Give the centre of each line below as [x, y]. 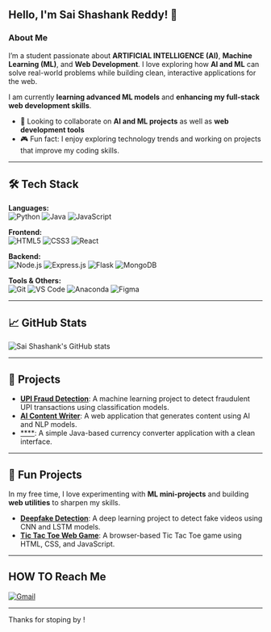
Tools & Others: [35, 280]
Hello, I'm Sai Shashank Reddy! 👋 [93, 15]
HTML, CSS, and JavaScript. [67, 544]
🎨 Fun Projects [45, 474]
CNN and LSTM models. [60, 526]
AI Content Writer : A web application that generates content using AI [135, 416]
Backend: [25, 256]
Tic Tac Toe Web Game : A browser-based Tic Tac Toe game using [131, 535]
